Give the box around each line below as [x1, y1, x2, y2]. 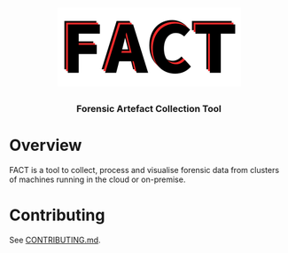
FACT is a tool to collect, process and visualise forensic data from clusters [9, 165, 280, 176]
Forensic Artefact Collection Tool [76, 103, 222, 115]
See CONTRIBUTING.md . [9, 234, 101, 245]
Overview [9, 136, 82, 155]
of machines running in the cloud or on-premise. [9, 174, 186, 185]
